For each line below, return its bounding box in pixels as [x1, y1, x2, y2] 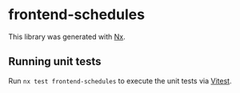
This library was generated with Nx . [8, 32, 126, 41]
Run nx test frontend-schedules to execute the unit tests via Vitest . [8, 76, 232, 85]
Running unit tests [8, 55, 102, 68]
